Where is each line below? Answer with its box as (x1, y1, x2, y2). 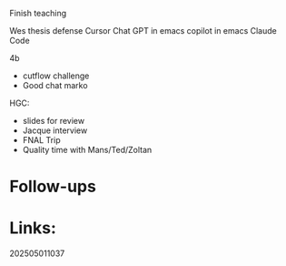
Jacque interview (22, 125, 88, 136)
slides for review (22, 116, 84, 126)
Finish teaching (9, 8, 67, 18)
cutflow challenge (22, 70, 90, 81)
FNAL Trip (22, 135, 61, 145)
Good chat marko (22, 80, 88, 90)
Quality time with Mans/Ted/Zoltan (22, 145, 153, 155)
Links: (9, 218, 57, 239)
